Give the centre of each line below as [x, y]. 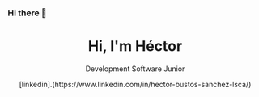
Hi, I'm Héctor [135, 46]
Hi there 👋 [28, 13]
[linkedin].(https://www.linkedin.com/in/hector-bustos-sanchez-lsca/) [135, 84]
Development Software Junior [135, 69]
